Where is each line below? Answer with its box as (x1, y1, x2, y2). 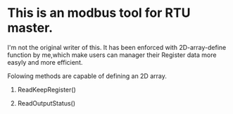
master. (7, 20, 53, 36)
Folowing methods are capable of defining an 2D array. (7, 72, 167, 80)
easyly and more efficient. (7, 58, 83, 66)
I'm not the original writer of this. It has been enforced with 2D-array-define (7, 43, 227, 51)
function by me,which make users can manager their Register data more (7, 51, 217, 59)
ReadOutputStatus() (17, 99, 76, 107)
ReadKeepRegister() (17, 85, 76, 94)
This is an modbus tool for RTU (7, 5, 191, 21)
